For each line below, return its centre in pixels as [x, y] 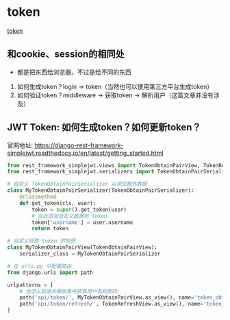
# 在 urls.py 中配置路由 [39, 266]
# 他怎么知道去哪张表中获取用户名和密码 [68, 291]
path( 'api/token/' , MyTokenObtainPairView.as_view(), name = [107, 298]
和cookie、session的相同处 [66, 54]
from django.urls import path [50, 272]
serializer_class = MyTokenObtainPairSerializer [90, 254]
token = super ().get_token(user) [79, 210]
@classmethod [38, 197]
